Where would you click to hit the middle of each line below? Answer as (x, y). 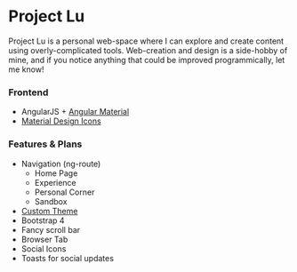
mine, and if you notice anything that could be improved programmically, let (147, 60)
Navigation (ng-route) (61, 164)
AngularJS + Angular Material (75, 112)
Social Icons (44, 248)
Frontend (28, 92)
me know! (26, 69)
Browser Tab (44, 239)
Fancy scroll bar (51, 229)
